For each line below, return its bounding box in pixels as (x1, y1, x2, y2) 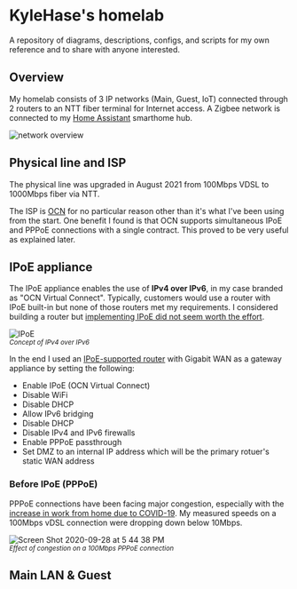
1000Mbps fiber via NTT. (9, 188, 100, 199)
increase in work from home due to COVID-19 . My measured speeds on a (9, 507, 277, 518)
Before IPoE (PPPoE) (9, 478, 98, 490)
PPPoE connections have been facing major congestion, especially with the (9, 498, 285, 509)
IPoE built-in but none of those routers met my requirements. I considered (9, 302, 278, 313)
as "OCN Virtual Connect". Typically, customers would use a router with (9, 292, 271, 303)
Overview (9, 70, 65, 85)
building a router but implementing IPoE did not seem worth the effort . (9, 312, 265, 322)
